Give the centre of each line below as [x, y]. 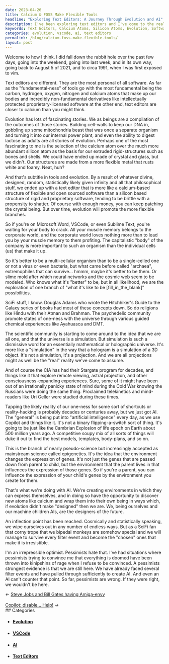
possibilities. [18, 293]
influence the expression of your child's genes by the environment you [78, 475]
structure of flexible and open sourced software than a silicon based [76, 193]
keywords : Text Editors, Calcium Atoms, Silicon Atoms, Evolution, [77, 29]
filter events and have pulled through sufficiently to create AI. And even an [82, 573]
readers [13, 397]
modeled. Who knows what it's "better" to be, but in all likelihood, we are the [84, 282]
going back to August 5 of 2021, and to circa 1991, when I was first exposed [83, 67]
